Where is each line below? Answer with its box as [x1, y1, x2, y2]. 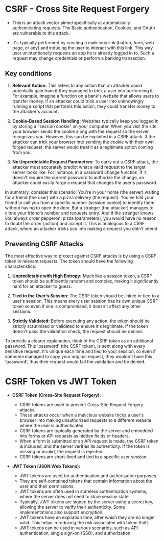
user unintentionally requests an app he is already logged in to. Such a [12, 50, 154, 56]
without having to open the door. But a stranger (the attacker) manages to [5, 205, 154, 210]
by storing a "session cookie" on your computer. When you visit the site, [12, 123, 158, 129]
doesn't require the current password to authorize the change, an [12, 174, 144, 180]
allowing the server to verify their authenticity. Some [19, 504, 125, 510]
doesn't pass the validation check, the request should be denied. [12, 328, 143, 334]
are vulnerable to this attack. [12, 30, 70, 36]
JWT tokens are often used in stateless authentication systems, [19, 488, 148, 494]
